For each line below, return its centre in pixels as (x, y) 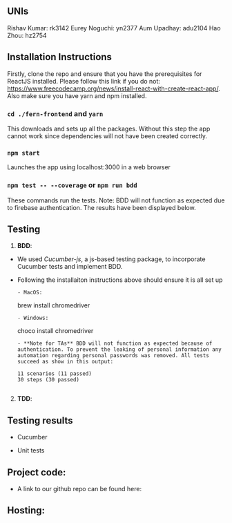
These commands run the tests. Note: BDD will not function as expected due (116, 200)
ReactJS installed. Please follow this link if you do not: (84, 81)
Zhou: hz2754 (27, 35)
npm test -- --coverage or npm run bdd (72, 185)
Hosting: (26, 511)
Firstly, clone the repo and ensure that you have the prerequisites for (105, 74)
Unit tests (31, 450)
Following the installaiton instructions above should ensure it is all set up (120, 280)
